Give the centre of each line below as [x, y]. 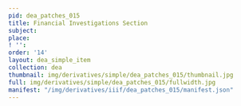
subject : [23, 30]
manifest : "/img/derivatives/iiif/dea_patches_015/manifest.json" [121, 90]
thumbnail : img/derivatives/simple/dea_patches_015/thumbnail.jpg [121, 75]
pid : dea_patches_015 [44, 16]
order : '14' [28, 53]
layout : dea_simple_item [49, 61]
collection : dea [35, 68]
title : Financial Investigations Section [78, 23]
